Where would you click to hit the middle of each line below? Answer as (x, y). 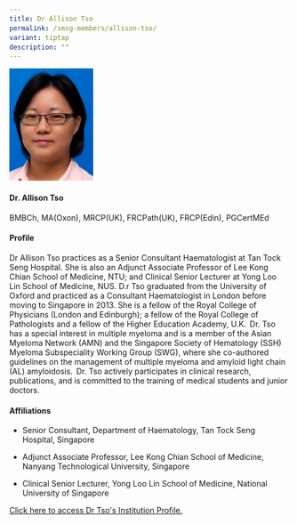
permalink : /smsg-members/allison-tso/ (83, 28)
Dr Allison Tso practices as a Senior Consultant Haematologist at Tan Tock (145, 258)
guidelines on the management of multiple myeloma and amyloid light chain (148, 362)
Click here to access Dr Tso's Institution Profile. (96, 511)
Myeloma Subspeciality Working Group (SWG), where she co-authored (139, 352)
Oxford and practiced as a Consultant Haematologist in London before (138, 296)
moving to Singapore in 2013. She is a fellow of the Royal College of (133, 305)
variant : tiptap (39, 37)
